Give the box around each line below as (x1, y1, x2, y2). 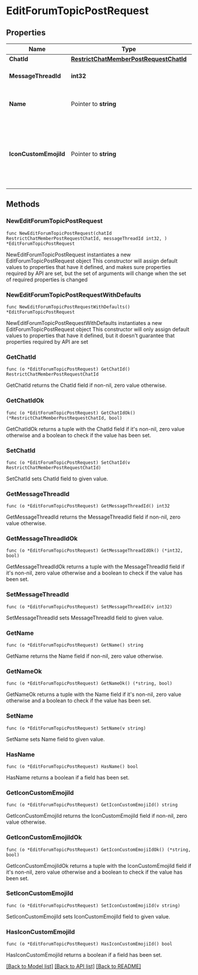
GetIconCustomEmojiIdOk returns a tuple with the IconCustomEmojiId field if (6, 862, 192, 869)
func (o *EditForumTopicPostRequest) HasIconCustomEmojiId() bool (6, 941, 173, 947)
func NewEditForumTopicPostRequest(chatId (6, 230, 112, 236)
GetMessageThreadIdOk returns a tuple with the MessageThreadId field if (6, 563, 185, 571)
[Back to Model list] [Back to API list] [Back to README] (6, 963, 141, 970)
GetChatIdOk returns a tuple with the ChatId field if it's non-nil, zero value (6, 425, 185, 432)
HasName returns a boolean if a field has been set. (6, 774, 130, 781)
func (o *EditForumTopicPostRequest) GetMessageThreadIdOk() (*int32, (6, 548, 183, 554)
